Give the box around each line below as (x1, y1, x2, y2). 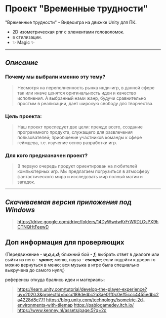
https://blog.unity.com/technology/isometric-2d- (46, 297, 145, 303)
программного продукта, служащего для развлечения (17, 129, 133, 135)
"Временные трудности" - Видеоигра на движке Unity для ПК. (5, 19, 137, 25)
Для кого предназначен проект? (5, 152, 88, 159)
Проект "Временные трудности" (5, 3, 148, 14)
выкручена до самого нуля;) (5, 267, 65, 273)
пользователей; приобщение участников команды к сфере (17, 134, 142, 140)
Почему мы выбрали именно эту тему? (5, 74, 106, 80)
